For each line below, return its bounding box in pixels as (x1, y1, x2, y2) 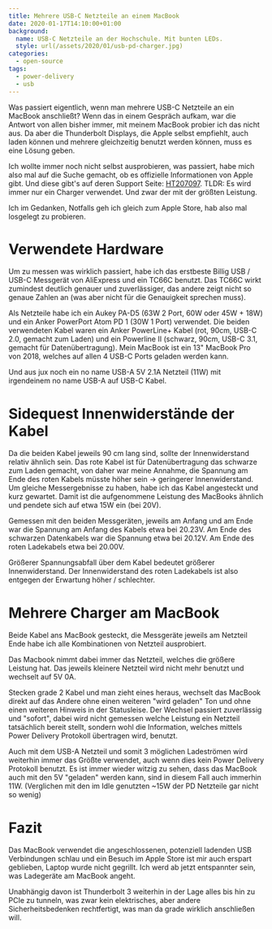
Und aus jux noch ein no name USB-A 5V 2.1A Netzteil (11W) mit (8, 367, 222, 377)
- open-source (15, 58, 63, 66)
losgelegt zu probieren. (8, 211, 87, 221)
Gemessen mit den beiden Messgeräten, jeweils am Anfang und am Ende (8, 516, 253, 526)
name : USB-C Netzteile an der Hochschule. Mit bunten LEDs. (15, 34, 223, 43)
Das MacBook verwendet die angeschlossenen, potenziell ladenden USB (8, 845, 253, 855)
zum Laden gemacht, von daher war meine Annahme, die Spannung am (8, 466, 248, 475)
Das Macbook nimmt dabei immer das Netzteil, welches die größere (8, 655, 235, 665)
